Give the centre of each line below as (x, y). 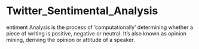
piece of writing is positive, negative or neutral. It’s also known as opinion (96, 33)
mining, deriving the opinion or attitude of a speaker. (71, 40)
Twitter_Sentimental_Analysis (82, 11)
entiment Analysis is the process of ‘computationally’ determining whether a (99, 27)
